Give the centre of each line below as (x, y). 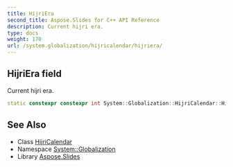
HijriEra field (35, 74)
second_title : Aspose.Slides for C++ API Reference (83, 20)
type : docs (23, 33)
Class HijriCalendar (45, 141)
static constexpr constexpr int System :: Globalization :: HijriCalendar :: (114, 103)
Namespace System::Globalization (66, 149)
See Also (27, 125)
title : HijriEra (31, 14)
